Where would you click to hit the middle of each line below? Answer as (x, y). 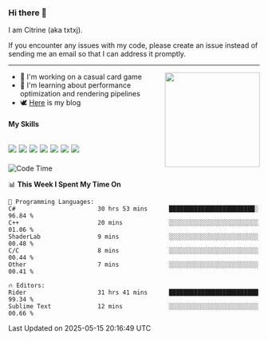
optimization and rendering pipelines (80, 94)
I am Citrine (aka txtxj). (45, 30)
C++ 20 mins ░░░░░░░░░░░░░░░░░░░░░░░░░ (134, 222)
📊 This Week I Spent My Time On (65, 184)
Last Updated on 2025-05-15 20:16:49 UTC (80, 328)
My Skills (24, 123)
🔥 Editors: (27, 285)
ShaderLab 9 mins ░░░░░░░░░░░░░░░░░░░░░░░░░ (134, 237)
